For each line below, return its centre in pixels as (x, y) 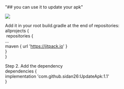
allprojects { (17, 31)
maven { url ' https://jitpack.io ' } (36, 46)
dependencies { (21, 71)
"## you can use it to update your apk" (44, 7)
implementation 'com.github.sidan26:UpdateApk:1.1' (57, 76)
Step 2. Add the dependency (34, 66)
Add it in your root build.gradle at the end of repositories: (62, 26)
